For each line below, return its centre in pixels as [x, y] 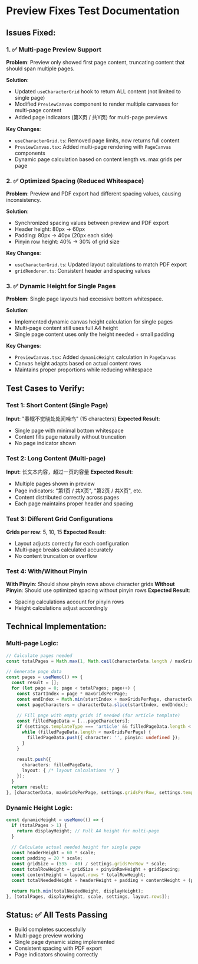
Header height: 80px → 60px [50, 229]
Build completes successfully [50, 929]
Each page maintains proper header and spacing [74, 504]
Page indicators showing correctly [56, 954]
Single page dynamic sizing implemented [65, 942]
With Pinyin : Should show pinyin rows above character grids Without [90, 584]
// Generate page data [34, 672]
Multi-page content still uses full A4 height [66, 328]
